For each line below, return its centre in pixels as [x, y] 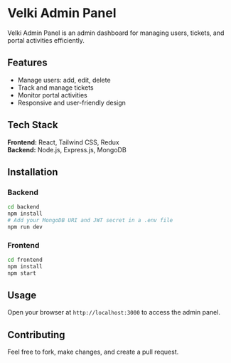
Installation [33, 172]
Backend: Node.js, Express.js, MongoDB [67, 149]
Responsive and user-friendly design [72, 102]
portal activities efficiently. [46, 40]
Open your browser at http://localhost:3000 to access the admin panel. [114, 312]
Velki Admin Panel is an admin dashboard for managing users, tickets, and [116, 33]
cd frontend [25, 260]
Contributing [36, 335]
